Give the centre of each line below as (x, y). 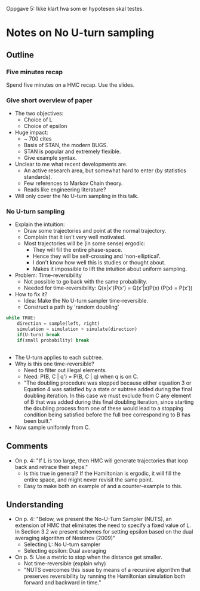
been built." (38, 421)
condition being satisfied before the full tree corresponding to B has (107, 415)
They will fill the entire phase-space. (77, 250)
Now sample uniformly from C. (53, 427)
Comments (27, 446)
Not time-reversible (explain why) (65, 563)
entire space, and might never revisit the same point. (88, 479)
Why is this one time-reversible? (54, 364)
